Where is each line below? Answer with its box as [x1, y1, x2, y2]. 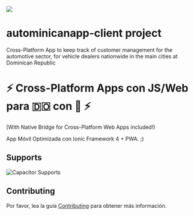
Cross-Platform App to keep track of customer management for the [6, 46, 173, 54]
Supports [6, 152, 42, 163]
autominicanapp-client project [6, 26, 162, 40]
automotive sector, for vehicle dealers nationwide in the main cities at [6, 52, 178, 60]
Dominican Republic [6, 59, 56, 66]
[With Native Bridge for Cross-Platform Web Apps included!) [6, 123, 156, 131]
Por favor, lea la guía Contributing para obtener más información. [6, 202, 167, 209]
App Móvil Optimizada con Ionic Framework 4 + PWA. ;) [6, 135, 144, 142]
